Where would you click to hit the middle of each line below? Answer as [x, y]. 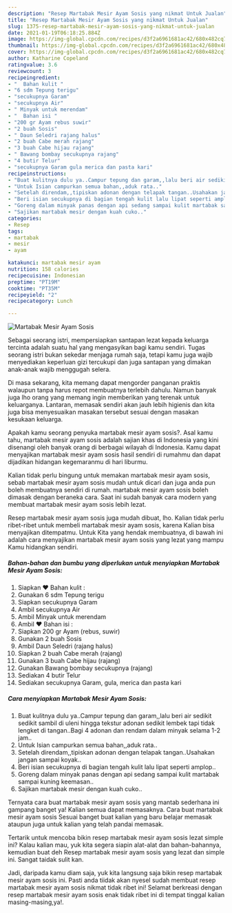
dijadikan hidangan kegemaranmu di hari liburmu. [78, 462]
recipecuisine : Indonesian [46, 275]
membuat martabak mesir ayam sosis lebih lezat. [77, 505]
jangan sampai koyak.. [50, 760]
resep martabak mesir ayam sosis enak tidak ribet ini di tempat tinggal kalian [116, 895]
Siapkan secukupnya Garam [58, 602]
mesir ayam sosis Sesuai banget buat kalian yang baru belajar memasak [110, 817]
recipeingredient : [34, 77]
